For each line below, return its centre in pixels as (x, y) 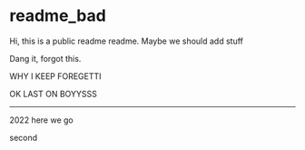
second (24, 137)
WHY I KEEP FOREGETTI (55, 76)
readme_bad (58, 16)
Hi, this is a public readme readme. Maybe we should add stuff (126, 41)
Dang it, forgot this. (45, 58)
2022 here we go (42, 120)
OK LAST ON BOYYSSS (54, 94)
